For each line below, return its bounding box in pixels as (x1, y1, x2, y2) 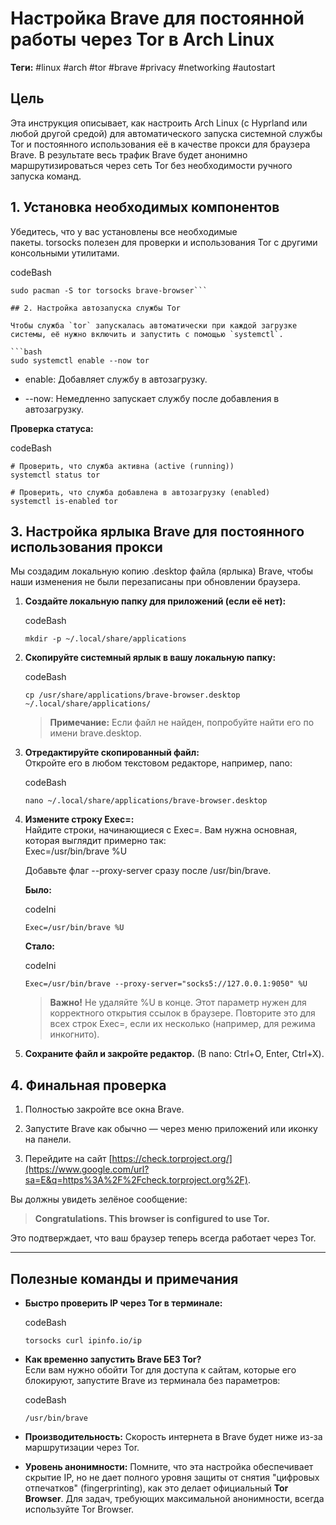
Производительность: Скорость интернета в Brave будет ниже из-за (24, 1431, 323, 1442)
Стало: (24, 940, 55, 952)
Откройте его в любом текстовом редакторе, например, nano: (24, 757, 293, 769)
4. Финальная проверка (10, 1077, 167, 1094)
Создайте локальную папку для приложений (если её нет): (24, 595, 287, 607)
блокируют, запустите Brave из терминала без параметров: (24, 1375, 281, 1386)
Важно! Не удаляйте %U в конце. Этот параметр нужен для (49, 997, 307, 1009)
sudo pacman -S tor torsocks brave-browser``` (10, 285, 208, 296)
